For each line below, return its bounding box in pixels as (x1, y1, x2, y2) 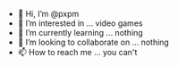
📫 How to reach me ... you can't (17, 47, 138, 57)
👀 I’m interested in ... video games (17, 18, 143, 29)
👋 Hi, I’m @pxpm (17, 9, 80, 19)
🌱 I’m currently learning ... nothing (17, 28, 143, 37)
